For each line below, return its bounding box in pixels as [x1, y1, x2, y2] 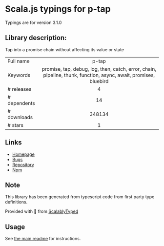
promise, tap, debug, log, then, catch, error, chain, [41, 65, 156, 72]
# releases [7, 85, 32, 92]
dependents [7, 100, 35, 106]
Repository [12, 162, 34, 167]
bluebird [89, 78, 109, 84]
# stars [7, 122, 23, 128]
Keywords [7, 72, 31, 79]
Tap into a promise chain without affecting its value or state [5, 46, 124, 52]
